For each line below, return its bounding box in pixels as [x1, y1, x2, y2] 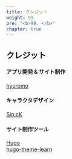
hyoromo [6, 82, 29, 89]
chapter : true [6, 26, 42, 32]
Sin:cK [6, 111, 23, 118]
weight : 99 [6, 15, 34, 21]
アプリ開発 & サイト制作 [6, 68, 66, 76]
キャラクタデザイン [6, 97, 54, 104]
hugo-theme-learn [6, 146, 53, 153]
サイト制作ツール [6, 125, 49, 133]
